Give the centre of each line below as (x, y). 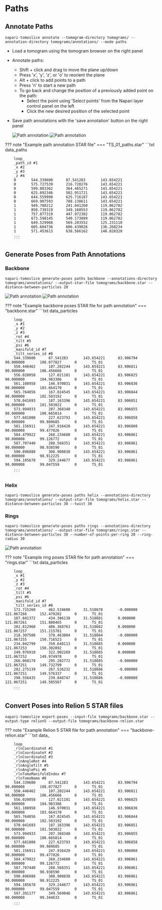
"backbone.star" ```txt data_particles (41, 311)
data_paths (16, 150)
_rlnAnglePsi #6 (30, 770)
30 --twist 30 (78, 504)
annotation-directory (27, 42)
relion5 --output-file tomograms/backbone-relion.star (88, 721)
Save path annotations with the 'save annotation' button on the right (80, 121)
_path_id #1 (26, 163)
